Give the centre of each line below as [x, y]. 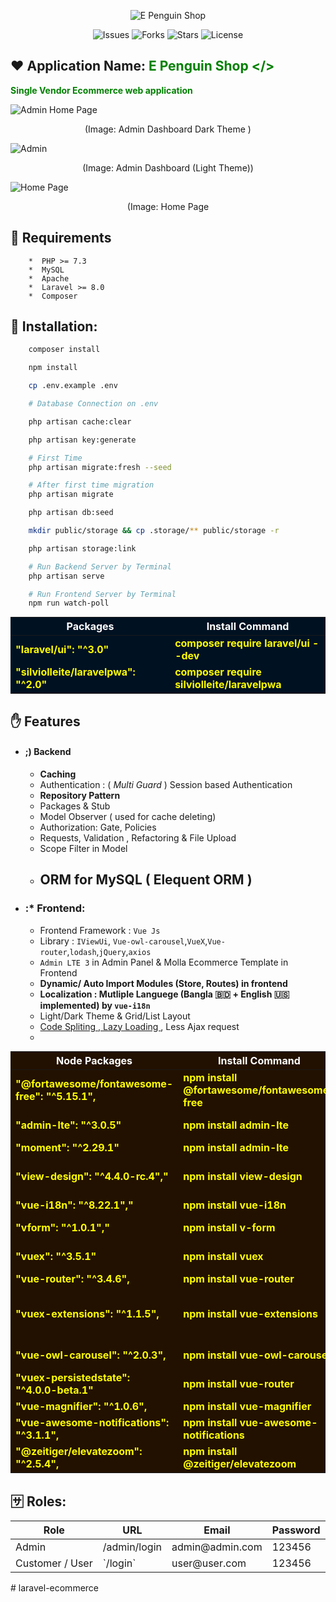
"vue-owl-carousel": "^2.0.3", [91, 1355]
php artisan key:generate [82, 440]
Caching [58, 774]
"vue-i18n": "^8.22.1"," [74, 1205]
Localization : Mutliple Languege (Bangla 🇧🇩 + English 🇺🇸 [164, 994]
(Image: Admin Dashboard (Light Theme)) [168, 167]
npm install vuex [223, 1256]
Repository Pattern [80, 795]
